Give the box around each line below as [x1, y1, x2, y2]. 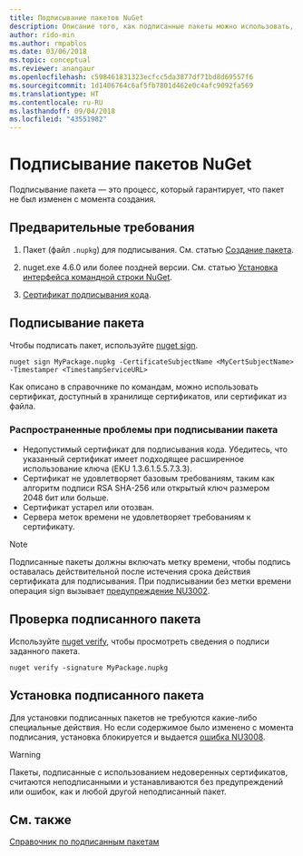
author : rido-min [9, 30, 75, 39]
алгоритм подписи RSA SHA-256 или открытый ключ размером [22, 482, 270, 493]
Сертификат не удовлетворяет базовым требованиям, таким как [22, 472, 275, 483]
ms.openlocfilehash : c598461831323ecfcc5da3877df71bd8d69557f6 [9, 73, 254, 82]
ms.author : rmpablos [9, 38, 88, 48]
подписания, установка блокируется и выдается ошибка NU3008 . [9, 731, 266, 742]
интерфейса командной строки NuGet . [22, 271, 172, 282]
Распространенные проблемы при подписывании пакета [9, 423, 279, 436]
